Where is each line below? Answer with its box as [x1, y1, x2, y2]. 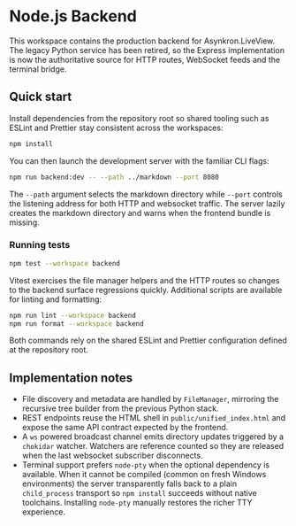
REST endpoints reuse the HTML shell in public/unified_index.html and [21, 413, 286, 423]
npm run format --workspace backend [9, 319, 144, 329]
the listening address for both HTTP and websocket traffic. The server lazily [9, 197, 285, 209]
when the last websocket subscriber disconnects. [21, 450, 203, 461]
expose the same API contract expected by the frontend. [21, 422, 229, 433]
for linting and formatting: [9, 294, 102, 305]
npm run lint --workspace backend [9, 311, 137, 320]
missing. [9, 217, 40, 228]
